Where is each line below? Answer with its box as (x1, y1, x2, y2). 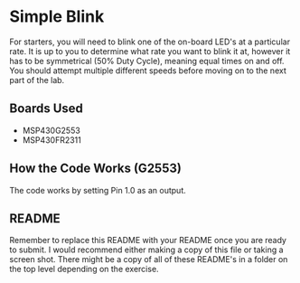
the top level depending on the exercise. (9, 264, 160, 275)
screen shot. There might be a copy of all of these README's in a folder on (9, 254, 288, 265)
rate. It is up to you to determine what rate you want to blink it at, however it (9, 45, 291, 56)
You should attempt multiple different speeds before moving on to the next (9, 65, 286, 76)
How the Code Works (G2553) (9, 161, 183, 176)
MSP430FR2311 (22, 134, 81, 146)
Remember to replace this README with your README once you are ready (9, 235, 287, 246)
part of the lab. (9, 74, 65, 85)
